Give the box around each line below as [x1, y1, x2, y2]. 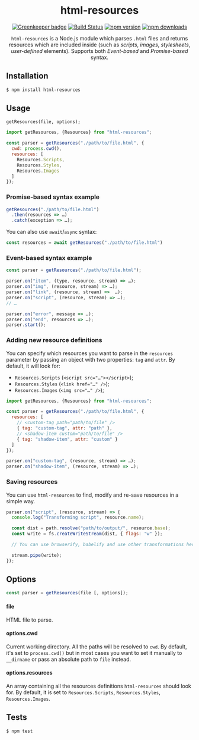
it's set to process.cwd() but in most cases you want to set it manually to [6, 649, 182, 656]
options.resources [6, 669, 53, 676]
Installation [6, 71, 49, 81]
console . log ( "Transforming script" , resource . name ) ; [11, 515, 145, 520]
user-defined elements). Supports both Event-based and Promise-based [11, 47, 188, 54]
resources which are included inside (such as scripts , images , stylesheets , [8, 41, 191, 48]
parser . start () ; [6, 322, 46, 328]
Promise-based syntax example [6, 193, 99, 201]
